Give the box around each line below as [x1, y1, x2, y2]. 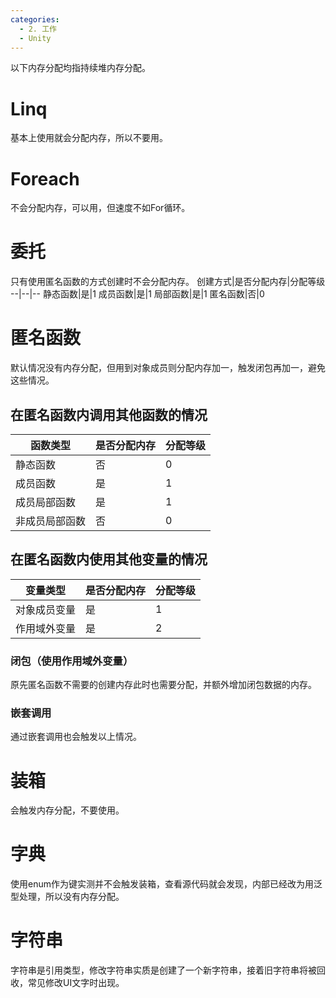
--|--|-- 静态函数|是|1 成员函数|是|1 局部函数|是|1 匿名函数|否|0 [10, 288, 265, 300]
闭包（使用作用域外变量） [10, 654, 134, 668]
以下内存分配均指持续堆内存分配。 [10, 62, 151, 74]
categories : [10, 14, 60, 25]
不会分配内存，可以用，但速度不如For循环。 [10, 202, 191, 214]
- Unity [19, 33, 52, 43]
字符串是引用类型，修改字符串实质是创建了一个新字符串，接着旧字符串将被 [10, 964, 317, 976]
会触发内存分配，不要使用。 [10, 804, 125, 816]
